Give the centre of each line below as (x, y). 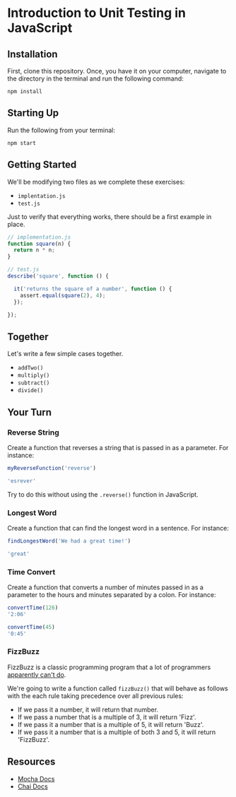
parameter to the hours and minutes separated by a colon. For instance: (112, 594)
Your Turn (29, 412)
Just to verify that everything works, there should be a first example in (110, 216)
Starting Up (33, 113)
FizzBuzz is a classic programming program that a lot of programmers (109, 667)
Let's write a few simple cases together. (65, 354)
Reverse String (34, 432)
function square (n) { (39, 244)
